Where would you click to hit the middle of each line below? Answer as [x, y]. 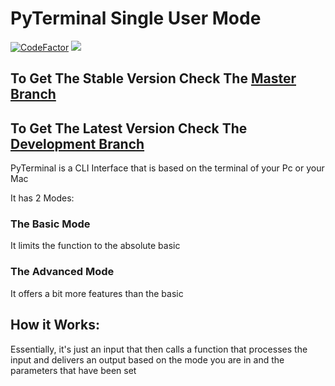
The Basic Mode [50, 224]
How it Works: [55, 325]
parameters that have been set [73, 370]
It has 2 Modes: [42, 198]
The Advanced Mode [62, 272]
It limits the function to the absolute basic [95, 246]
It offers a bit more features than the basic [97, 293]
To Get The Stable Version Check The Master [153, 78]
